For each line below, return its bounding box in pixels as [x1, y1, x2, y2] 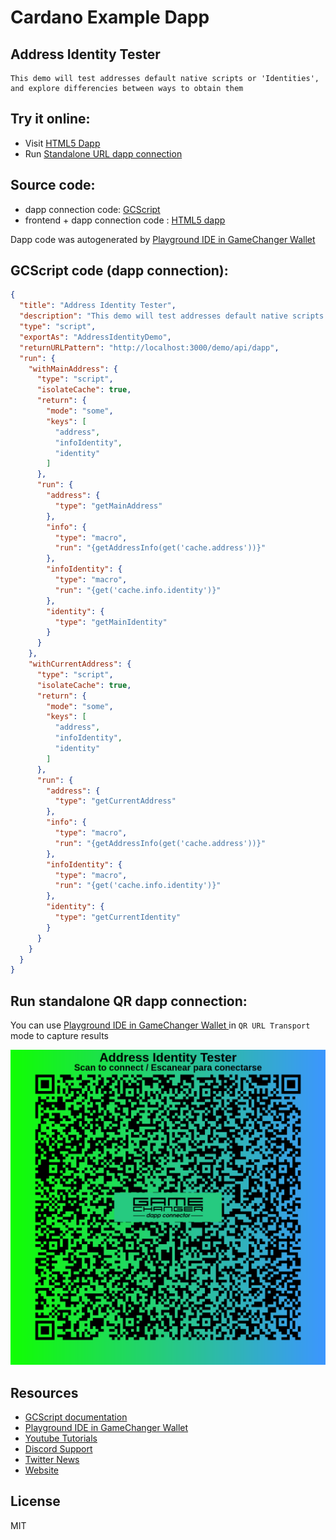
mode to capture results [10, 1030, 109, 1042]
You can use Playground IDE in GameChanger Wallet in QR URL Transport [10, 1019, 311, 1031]
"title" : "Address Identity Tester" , [19, 301, 177, 311]
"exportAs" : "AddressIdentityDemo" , [19, 332, 172, 342]
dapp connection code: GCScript [24, 203, 161, 215]
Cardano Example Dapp [10, 6, 210, 29]
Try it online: [10, 111, 91, 128]
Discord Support [24, 1442, 93, 1455]
